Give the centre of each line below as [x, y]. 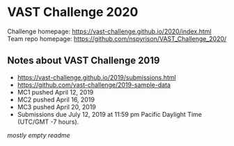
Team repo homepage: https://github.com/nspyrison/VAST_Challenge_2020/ [117, 38]
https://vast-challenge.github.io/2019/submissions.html [96, 77]
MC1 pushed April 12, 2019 [55, 92]
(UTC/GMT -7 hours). [48, 122]
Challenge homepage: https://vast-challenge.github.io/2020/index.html [109, 31]
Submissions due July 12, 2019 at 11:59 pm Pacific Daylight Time [109, 114]
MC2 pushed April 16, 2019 [56, 99]
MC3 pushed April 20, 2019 [56, 107]
